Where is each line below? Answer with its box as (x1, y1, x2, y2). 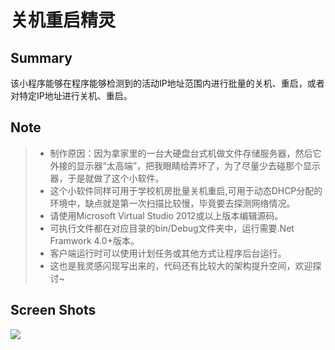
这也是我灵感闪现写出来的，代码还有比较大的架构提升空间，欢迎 (49, 259, 313, 271)
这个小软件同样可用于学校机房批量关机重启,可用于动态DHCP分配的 (49, 184, 323, 196)
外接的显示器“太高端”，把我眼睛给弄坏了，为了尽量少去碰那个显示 (49, 159, 321, 171)
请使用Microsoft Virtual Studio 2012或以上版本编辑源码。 (49, 209, 284, 221)
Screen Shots (10, 302, 97, 319)
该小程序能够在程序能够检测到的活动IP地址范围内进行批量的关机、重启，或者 (10, 77, 325, 89)
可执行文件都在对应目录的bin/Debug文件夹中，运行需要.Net (49, 222, 295, 234)
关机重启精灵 (10, 9, 117, 32)
